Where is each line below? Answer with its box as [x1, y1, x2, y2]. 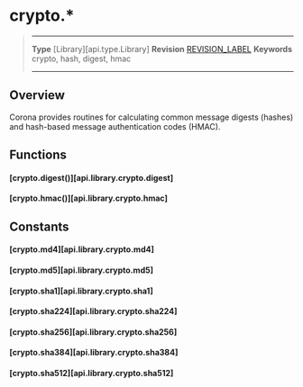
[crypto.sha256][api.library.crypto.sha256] [9, 326, 178, 337]
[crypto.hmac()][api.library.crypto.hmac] [9, 193, 169, 203]
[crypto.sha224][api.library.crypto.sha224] [9, 306, 178, 317]
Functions [9, 148, 68, 163]
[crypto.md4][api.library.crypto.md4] [9, 244, 155, 255]
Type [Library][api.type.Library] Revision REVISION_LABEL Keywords [31, 43, 293, 54]
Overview [9, 87, 66, 103]
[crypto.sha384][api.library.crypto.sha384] [9, 347, 179, 358]
